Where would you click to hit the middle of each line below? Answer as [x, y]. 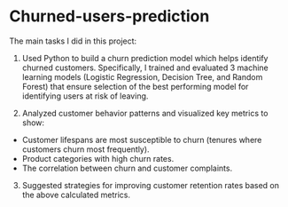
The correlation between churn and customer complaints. [127, 168]
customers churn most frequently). [86, 149]
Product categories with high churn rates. [98, 158]
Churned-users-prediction [109, 16]
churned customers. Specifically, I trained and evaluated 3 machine [145, 68]
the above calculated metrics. [76, 195]
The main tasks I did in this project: [73, 41]
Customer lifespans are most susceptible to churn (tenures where [142, 139]
